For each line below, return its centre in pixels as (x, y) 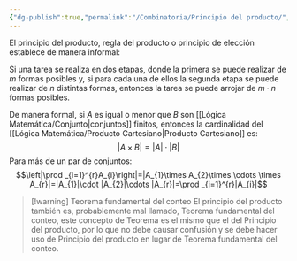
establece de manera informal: (65, 52)
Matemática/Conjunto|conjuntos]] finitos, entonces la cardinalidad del (136, 124)
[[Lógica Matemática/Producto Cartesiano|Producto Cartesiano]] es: (133, 133)
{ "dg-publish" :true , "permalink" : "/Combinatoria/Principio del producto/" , (150, 17)
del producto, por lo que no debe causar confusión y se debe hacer (154, 229)
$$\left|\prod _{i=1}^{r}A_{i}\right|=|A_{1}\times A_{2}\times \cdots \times (148, 174)
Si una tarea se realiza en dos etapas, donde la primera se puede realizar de (148, 69)
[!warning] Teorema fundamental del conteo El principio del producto (156, 201)
